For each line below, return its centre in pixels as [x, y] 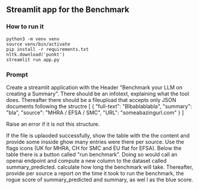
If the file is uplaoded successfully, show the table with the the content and [98, 135]
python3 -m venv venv [33, 39]
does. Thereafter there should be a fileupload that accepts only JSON [91, 100]
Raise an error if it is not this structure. [53, 124]
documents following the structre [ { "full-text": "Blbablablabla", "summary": [99, 106]
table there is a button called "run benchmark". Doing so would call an [92, 154]
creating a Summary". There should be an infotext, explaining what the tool [98, 94]
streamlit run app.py [33, 60]
